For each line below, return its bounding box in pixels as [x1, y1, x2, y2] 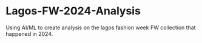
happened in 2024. [5, 30, 53, 37]
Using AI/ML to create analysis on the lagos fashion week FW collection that [5, 24, 196, 31]
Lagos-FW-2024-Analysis [5, 4, 141, 18]
